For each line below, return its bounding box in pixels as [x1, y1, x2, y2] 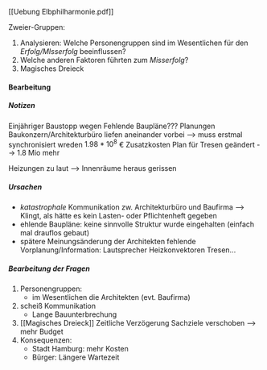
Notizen [8, 101, 35, 110]
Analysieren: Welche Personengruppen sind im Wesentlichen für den [19, 38, 249, 48]
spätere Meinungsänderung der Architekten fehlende [19, 237, 196, 247]
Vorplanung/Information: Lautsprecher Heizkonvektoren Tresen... [19, 245, 236, 255]
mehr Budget [19, 326, 64, 337]
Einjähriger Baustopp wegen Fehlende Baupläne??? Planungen [8, 121, 216, 131]
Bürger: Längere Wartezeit [31, 352, 120, 362]
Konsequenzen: [19, 335, 72, 345]
